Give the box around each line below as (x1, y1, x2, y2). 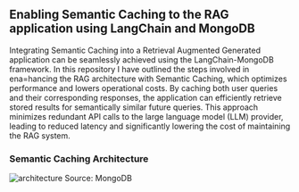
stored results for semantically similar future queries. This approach (9, 102, 259, 113)
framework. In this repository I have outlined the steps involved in (9, 63, 250, 74)
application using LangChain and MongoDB (9, 21, 256, 37)
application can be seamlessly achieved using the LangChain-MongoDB (9, 54, 274, 65)
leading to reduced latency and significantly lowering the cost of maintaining (9, 121, 291, 131)
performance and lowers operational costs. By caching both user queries (9, 82, 278, 93)
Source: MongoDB (64, 173, 132, 184)
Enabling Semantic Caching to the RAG (9, 7, 229, 22)
